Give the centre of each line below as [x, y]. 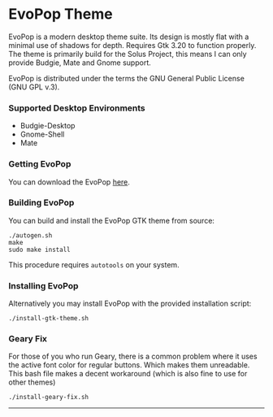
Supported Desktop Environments [77, 108]
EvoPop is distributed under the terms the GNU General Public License [127, 78]
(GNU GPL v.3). [34, 87]
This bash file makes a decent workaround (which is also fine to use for [128, 374]
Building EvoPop [41, 202]
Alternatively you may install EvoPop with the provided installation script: [130, 304]
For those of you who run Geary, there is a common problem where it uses [133, 356]
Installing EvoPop [43, 285]
